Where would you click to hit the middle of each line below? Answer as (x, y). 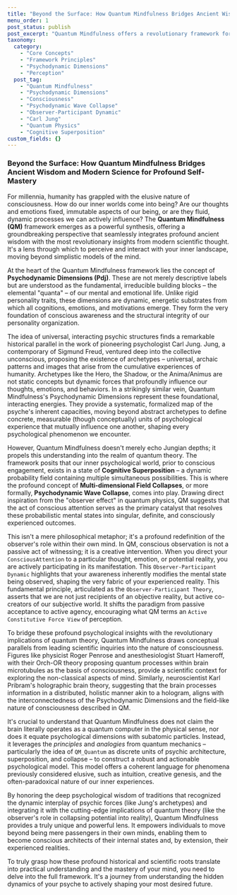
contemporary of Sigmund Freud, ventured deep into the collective (104, 351)
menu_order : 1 (28, 20)
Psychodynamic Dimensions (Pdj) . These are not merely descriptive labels (117, 278)
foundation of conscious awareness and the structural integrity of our (108, 315)
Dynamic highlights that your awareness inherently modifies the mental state (117, 574)
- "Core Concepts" (47, 54)
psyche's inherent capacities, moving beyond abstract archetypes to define (117, 411)
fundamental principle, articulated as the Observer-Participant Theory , (110, 589)
